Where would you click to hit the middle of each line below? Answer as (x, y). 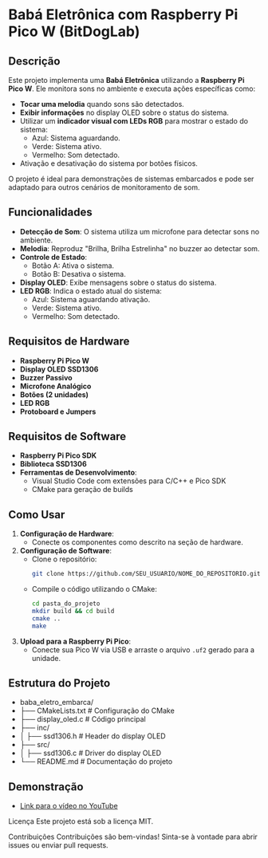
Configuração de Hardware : (67, 534)
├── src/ (35, 745)
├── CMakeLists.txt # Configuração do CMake (97, 710)
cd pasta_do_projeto (66, 604)
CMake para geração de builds (82, 490)
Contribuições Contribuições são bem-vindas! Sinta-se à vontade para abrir (133, 837)
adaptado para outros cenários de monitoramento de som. (104, 187)
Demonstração (46, 787)
